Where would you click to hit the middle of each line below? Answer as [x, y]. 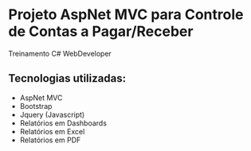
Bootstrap [36, 106]
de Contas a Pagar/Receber [101, 31]
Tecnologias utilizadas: [67, 78]
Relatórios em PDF [50, 140]
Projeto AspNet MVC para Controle [126, 15]
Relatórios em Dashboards [63, 123]
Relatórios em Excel [52, 131]
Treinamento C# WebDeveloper [60, 53]
